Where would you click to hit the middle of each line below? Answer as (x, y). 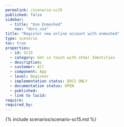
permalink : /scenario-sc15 (34, 10)
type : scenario (21, 39)
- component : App (28, 72)
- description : (26, 62)
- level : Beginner (30, 77)
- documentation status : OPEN (42, 86)
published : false (24, 15)
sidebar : (15, 19)
